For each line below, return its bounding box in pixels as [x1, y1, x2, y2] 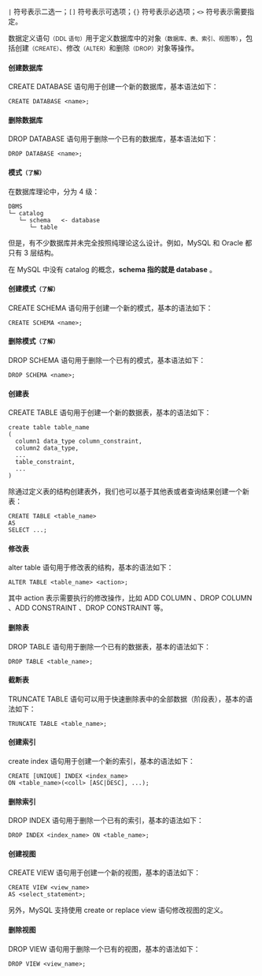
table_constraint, [15, 458, 76, 466]
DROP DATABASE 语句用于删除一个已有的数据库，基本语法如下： [8, 134, 219, 144]
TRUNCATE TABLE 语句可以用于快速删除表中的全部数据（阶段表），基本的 [8, 694, 246, 704]
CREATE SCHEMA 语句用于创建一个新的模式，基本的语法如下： [8, 303, 213, 312]
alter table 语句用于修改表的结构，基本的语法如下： [8, 563, 174, 572]
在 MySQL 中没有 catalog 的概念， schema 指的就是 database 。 [8, 264, 216, 274]
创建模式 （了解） [8, 284, 59, 294]
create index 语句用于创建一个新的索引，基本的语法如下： [8, 757, 195, 766]
